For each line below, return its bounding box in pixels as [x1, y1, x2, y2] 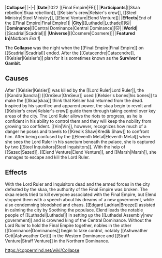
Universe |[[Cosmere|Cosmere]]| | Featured [49, 31, 135, 36]
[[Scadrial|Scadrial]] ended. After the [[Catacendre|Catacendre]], [5, 50, 135, 56]
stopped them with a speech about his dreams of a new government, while [5, 196, 154, 202]
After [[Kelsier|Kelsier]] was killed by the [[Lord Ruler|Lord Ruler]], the [5, 87, 144, 93]
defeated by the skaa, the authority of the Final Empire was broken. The [5, 186, 148, 192]
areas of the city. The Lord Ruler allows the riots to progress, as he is [5, 113, 142, 119]
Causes [5, 74, 29, 82]
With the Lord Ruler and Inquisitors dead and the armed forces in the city [5, 181, 150, 187]
